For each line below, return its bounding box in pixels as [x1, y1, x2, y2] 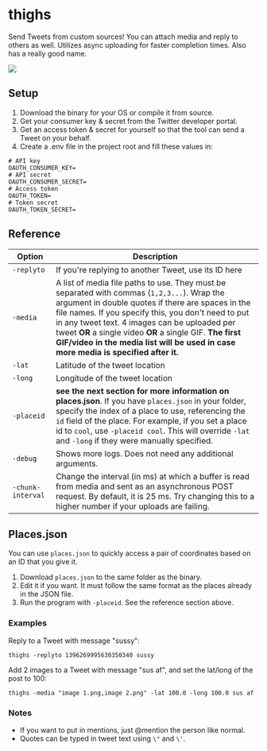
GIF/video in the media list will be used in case [55, 336, 236, 347]
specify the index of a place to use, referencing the [55, 405, 246, 416]
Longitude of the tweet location [55, 372, 173, 383]
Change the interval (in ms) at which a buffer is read [55, 470, 250, 482]
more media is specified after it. [55, 346, 179, 358]
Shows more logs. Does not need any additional [55, 447, 234, 459]
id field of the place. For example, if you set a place [55, 415, 248, 426]
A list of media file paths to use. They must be [55, 277, 226, 288]
